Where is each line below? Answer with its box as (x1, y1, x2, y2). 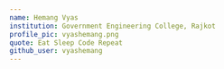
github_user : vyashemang (9, 47, 103, 56)
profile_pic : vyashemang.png (9, 30, 119, 39)
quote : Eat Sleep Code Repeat (9, 38, 124, 47)
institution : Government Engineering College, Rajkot (9, 22, 217, 30)
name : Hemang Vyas (9, 13, 79, 22)
